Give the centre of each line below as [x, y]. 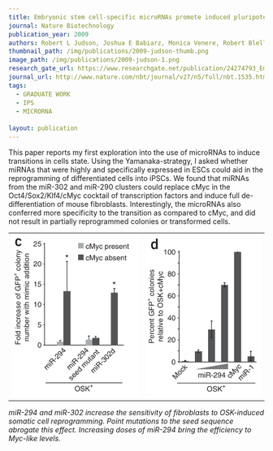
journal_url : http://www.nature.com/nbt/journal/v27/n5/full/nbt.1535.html [139, 77]
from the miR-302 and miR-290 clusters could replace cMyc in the [119, 187]
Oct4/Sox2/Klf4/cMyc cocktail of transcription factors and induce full [124, 195]
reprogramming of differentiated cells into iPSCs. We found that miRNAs [129, 178]
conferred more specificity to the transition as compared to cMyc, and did [132, 213]
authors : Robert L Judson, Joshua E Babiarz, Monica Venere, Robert [127, 43]
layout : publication [43, 129]
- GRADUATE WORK [43, 94]
